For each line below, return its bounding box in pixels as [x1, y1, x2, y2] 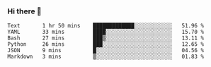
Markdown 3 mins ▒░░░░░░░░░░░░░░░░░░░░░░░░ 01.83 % [7, 53, 204, 61]
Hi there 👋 [7, 6, 42, 16]
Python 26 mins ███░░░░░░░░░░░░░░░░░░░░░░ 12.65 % [7, 41, 204, 48]
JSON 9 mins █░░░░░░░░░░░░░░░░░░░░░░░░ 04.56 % [7, 47, 204, 54]
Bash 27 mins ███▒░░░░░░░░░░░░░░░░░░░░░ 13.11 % [7, 35, 204, 42]
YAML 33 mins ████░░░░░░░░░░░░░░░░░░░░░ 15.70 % [7, 28, 204, 36]
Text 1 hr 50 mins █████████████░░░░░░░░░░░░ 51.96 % [7, 23, 204, 30]
